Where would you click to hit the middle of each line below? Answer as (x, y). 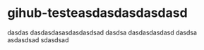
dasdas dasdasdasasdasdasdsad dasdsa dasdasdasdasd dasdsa (102, 32)
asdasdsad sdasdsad (38, 39)
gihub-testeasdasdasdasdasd (98, 13)
